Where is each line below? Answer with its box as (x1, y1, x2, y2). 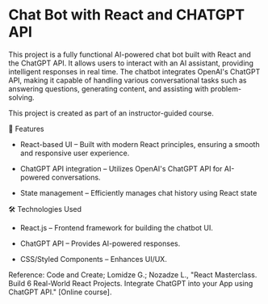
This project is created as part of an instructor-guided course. (8, 108, 214, 118)
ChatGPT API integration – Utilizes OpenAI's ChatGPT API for (19, 163, 223, 173)
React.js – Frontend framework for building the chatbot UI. (19, 222, 214, 232)
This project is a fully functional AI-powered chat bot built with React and (8, 49, 252, 59)
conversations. (51, 172, 101, 182)
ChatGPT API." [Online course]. (8, 287, 112, 297)
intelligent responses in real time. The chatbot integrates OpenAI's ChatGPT (8, 66, 261, 76)
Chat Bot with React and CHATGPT (8, 6, 245, 24)
